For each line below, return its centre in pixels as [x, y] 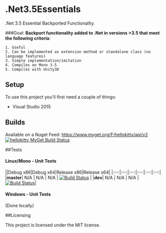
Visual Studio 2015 [31, 106]
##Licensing [18, 215]
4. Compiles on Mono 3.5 [31, 65]
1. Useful [15, 47]
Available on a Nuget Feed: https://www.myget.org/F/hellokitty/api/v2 [76, 135]
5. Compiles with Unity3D [32, 69]
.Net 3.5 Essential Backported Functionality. [50, 23]
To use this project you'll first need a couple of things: [61, 97]
